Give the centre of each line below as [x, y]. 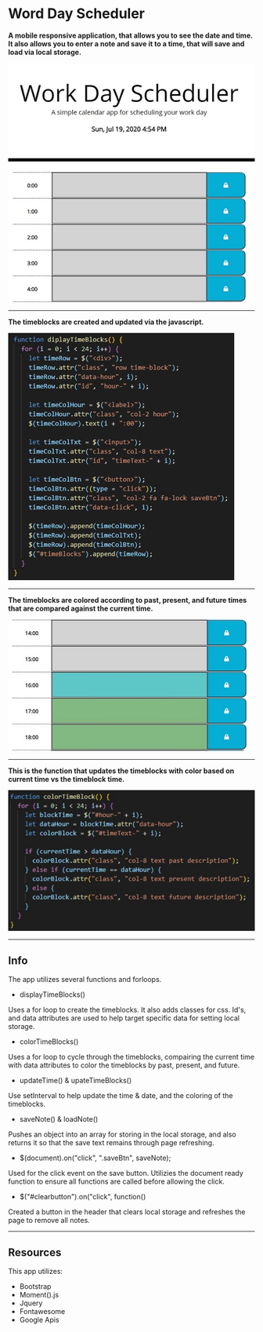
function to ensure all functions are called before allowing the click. [116, 1181]
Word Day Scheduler [76, 14]
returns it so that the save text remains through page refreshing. [111, 1143]
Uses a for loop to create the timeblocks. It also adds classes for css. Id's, [127, 1010]
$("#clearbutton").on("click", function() [83, 1197]
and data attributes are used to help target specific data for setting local [124, 1018]
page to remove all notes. [49, 1221]
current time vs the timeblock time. [67, 779]
